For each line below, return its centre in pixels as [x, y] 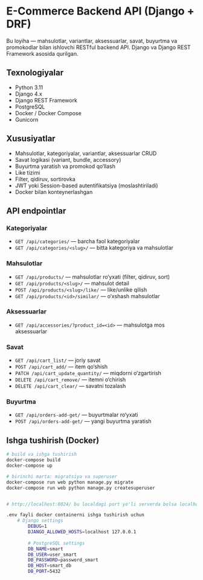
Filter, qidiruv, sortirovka [45, 179]
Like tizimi [27, 172]
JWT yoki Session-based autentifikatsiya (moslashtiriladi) [86, 185]
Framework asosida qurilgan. [42, 53]
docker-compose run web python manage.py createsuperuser [81, 488]
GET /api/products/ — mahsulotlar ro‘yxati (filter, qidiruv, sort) [92, 276]
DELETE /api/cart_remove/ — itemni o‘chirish [70, 379]
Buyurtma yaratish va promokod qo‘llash [65, 166]
